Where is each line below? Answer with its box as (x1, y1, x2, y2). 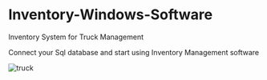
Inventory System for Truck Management (8, 32, 144, 42)
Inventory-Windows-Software (8, 6, 213, 24)
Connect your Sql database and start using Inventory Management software (8, 47, 259, 57)
